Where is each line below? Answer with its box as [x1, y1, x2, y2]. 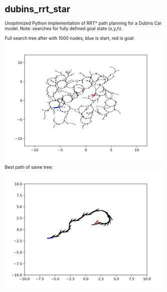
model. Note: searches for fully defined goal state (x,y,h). [5, 25, 123, 31]
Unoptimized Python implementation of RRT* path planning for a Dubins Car [5, 20, 162, 26]
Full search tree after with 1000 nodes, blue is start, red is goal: [5, 35, 135, 41]
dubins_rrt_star [5, 4, 71, 15]
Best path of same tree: [5, 164, 53, 170]
